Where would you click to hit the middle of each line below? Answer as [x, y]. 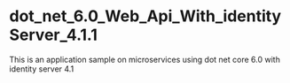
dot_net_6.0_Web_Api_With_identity [145, 16]
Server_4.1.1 [53, 35]
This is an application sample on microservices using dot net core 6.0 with [145, 59]
